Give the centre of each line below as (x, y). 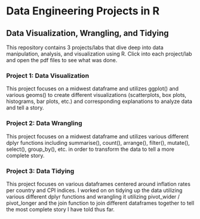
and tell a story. (25, 108)
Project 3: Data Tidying (40, 171)
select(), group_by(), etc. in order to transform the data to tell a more (90, 149)
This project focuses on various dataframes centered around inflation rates (99, 184)
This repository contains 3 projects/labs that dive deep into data (85, 47)
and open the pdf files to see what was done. (62, 60)
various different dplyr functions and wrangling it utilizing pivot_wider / (93, 196)
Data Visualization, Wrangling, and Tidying (87, 33)
